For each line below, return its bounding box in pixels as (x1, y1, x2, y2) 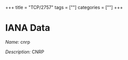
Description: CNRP (5, 48, 45, 55)
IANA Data (5, 22, 50, 34)
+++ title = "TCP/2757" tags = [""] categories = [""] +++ (5, 5, 123, 10)
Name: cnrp (5, 39, 30, 45)
